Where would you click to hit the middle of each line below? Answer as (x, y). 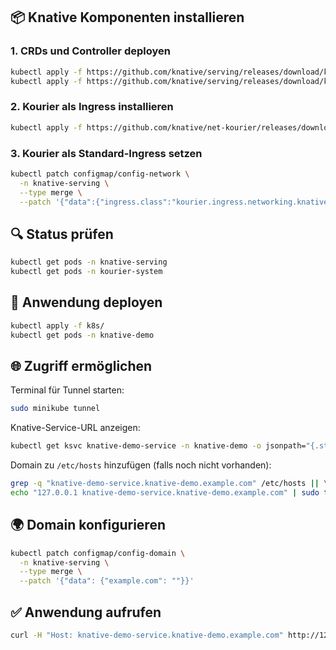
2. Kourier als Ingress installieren (92, 107)
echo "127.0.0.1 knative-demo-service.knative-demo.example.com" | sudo (165, 492)
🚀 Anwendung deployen (86, 302)
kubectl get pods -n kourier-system (86, 272)
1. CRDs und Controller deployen (90, 51)
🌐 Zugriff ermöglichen (81, 365)
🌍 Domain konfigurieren (88, 525)
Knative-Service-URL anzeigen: (75, 428)
